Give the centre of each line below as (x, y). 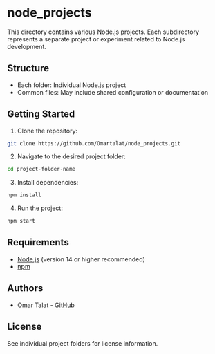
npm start (21, 221)
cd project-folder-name (41, 169)
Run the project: (40, 208)
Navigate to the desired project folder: (71, 156)
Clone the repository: (47, 131)
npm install (24, 195)
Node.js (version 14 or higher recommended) (81, 259)
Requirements (38, 242)
